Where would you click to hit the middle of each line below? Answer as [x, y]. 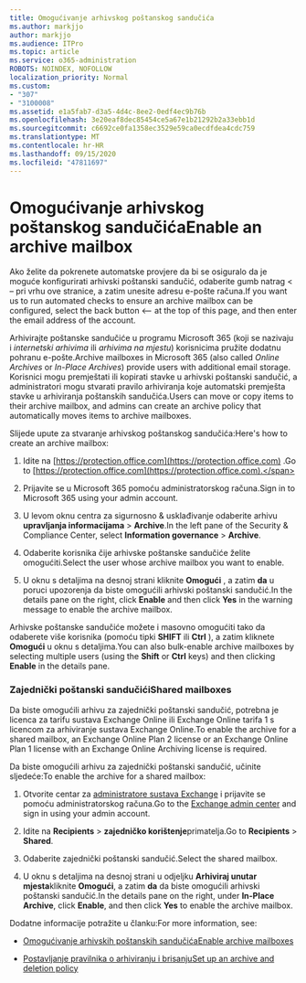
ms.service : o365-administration [73, 60]
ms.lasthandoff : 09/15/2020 [63, 154]
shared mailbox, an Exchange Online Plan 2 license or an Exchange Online [149, 739]
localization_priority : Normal [69, 78]
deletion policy [50, 968]
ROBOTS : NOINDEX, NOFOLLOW [61, 69]
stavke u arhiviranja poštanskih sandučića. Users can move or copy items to [152, 396]
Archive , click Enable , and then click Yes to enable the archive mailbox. [158, 905]
